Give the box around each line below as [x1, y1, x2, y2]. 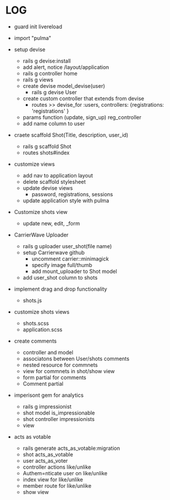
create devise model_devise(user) [22, 82, 105, 89]
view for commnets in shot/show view [22, 367, 115, 374]
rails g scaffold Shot [22, 143, 72, 150]
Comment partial [22, 380, 64, 387]
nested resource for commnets [22, 361, 98, 369]
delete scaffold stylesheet [22, 178, 86, 185]
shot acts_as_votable [22, 450, 74, 458]
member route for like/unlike [22, 482, 92, 489]
